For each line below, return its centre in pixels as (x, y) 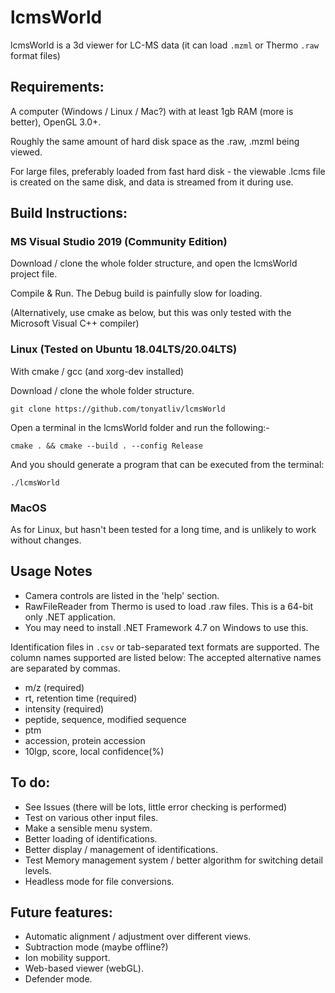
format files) (35, 55)
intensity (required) (64, 708)
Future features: (61, 912)
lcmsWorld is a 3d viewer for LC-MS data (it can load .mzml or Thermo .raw (164, 45)
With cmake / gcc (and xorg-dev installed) (97, 371)
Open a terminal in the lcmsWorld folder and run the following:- (140, 427)
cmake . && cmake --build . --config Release (106, 446)
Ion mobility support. (67, 958)
